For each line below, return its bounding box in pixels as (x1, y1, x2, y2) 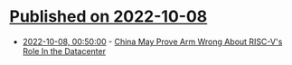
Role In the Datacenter (22, 45, 107, 56)
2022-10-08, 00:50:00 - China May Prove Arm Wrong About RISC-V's (22, 36, 283, 47)
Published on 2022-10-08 (9, 6, 208, 27)
